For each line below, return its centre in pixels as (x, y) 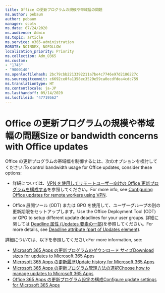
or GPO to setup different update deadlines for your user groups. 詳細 (83, 218)
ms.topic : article (24, 38)
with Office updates (47, 147)
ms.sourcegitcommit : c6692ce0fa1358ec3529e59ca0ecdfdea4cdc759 (72, 79)
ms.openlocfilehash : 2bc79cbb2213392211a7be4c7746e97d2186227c (72, 74)
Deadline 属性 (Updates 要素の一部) (67, 224)
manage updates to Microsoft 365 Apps (53, 274)
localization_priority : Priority (40, 51)
